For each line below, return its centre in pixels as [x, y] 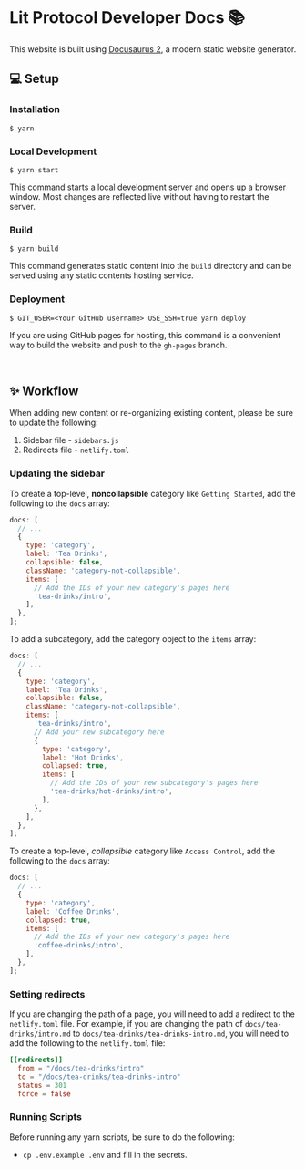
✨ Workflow [44, 391]
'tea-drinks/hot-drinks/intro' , [111, 791]
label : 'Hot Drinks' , [83, 758]
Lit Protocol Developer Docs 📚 [127, 18]
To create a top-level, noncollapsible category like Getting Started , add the [152, 493]
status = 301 [42, 1085]
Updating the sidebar [57, 473]
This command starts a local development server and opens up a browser [148, 187]
